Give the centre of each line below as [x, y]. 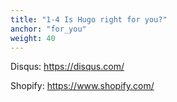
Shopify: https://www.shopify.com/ [82, 86]
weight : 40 [33, 38]
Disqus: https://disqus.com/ [67, 67]
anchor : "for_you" [48, 29]
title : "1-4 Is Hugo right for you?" [89, 19]
